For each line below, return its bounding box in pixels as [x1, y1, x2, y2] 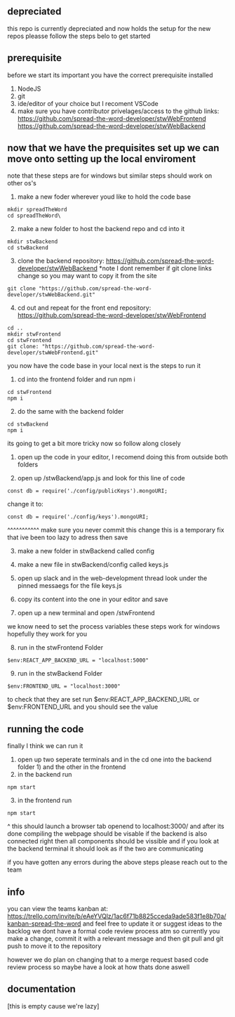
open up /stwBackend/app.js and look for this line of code [17, 474, 185, 483]
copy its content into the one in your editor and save [17, 595, 168, 603]
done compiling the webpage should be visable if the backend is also [7, 829, 208, 838]
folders [17, 460, 39, 469]
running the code [7, 723, 84, 735]
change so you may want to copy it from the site [17, 272, 157, 280]
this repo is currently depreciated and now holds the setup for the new [7, 24, 211, 32]
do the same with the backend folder [17, 407, 124, 416]
